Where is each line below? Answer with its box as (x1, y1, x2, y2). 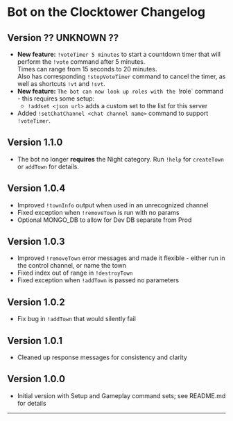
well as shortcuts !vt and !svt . (17, 80, 105, 87)
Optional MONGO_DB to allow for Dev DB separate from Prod (17, 216, 192, 224)
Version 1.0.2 (7, 296, 66, 308)
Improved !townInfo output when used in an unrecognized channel (17, 200, 209, 209)
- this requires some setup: (17, 94, 95, 103)
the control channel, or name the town (17, 261, 127, 270)
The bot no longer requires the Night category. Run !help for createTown (17, 155, 224, 163)
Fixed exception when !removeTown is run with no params (17, 208, 180, 216)
